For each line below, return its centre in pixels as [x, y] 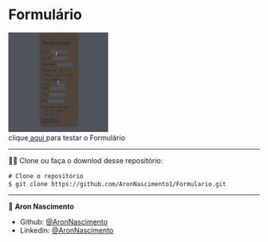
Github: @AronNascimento [63, 221]
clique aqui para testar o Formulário [67, 138]
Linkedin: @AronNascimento [67, 230]
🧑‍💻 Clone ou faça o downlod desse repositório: [86, 160]
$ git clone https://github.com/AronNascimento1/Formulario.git [117, 184]
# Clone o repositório [46, 176]
